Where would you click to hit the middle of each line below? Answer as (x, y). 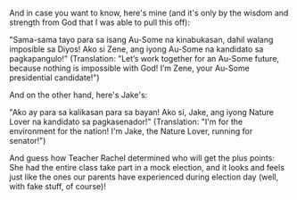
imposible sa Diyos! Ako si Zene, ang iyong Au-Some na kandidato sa (136, 49)
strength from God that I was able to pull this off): (99, 22)
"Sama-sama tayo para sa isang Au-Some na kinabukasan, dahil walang (141, 40)
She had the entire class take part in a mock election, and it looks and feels (147, 167)
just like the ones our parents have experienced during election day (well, (144, 177)
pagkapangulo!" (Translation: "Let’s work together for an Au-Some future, (144, 58)
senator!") (28, 141)
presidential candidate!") (54, 78)
